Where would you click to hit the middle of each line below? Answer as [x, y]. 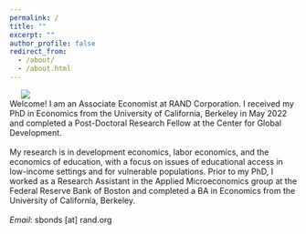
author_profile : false [53, 43]
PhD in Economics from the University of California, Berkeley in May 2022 [148, 113]
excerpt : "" [32, 35]
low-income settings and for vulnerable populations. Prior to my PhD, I [142, 171]
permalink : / [34, 18]
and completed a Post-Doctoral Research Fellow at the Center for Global [145, 123]
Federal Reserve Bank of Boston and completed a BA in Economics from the [153, 190]
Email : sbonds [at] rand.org [61, 219]
